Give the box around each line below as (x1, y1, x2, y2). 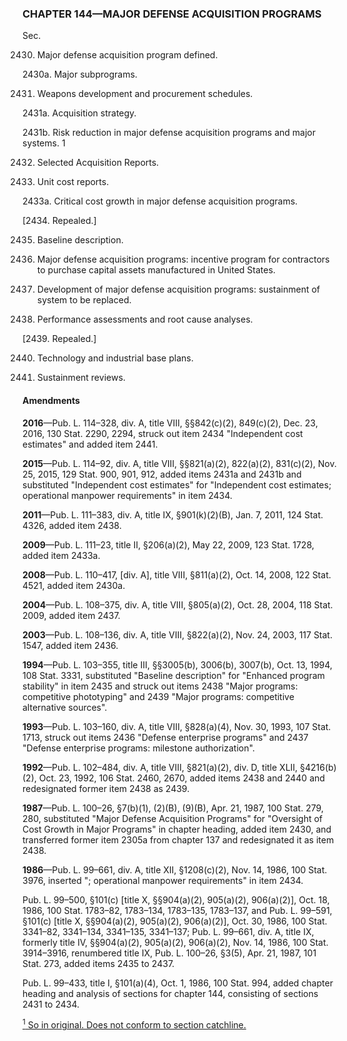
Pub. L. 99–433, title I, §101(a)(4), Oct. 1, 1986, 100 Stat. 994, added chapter (22, 977, 334, 989)
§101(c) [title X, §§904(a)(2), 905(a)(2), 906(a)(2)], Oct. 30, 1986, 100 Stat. (22, 915, 328, 927)
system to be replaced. (36, 294, 132, 306)
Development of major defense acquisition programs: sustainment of (36, 283, 321, 296)
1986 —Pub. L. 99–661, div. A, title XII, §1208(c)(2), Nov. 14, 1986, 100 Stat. (22, 863, 328, 876)
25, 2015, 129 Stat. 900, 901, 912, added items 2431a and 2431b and (22, 468, 302, 480)
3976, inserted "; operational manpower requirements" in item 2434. (22, 874, 304, 886)
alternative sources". (22, 701, 108, 713)
